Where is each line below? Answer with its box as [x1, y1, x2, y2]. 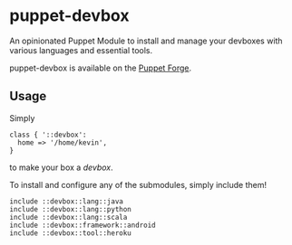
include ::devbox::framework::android [9, 221, 156, 230]
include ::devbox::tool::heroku [9, 228, 131, 238]
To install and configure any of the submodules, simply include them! [9, 179, 268, 190]
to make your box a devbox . [9, 162, 113, 173]
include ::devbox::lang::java [9, 196, 124, 206]
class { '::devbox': [9, 130, 88, 139]
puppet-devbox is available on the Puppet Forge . [9, 62, 192, 73]
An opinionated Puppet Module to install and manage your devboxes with [9, 35, 283, 46]
